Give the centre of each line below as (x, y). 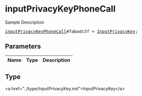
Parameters (23, 47)
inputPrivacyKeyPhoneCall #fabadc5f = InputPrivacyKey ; (71, 31)
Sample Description (25, 22)
